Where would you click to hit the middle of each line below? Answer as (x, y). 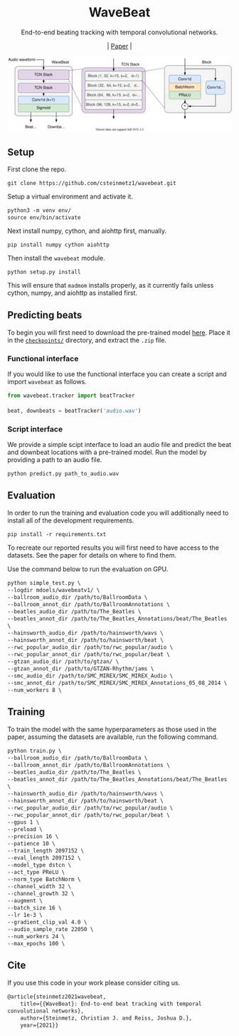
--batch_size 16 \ (34, 907)
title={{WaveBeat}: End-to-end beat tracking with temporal (111, 1004)
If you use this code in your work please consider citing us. (94, 982)
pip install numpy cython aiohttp (59, 245)
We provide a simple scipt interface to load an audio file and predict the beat (119, 445)
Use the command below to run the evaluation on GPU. (88, 569)
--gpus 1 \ (23, 822)
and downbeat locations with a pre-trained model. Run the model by (107, 452)
